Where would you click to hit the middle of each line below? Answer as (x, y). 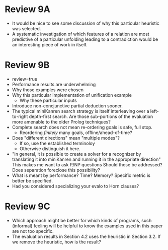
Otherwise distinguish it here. (50, 148)
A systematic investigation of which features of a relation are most (80, 34)
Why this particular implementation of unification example (72, 95)
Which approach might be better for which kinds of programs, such (82, 220)
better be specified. (32, 180)
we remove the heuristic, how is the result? (56, 242)
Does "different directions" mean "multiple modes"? (66, 138)
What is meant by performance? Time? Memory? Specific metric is (81, 175)
